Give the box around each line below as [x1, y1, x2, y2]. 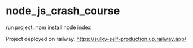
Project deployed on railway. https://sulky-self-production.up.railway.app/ [5, 35, 187, 42]
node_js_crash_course [5, 4, 120, 18]
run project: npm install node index [5, 24, 91, 31]
